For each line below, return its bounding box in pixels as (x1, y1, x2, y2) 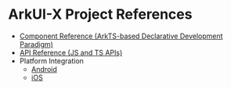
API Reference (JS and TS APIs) (19, 48, 123, 57)
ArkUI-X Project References (8, 5, 193, 23)
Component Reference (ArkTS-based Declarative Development (19, 31, 223, 41)
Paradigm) (19, 39, 53, 48)
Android (31, 64, 57, 73)
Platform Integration (19, 56, 85, 66)
